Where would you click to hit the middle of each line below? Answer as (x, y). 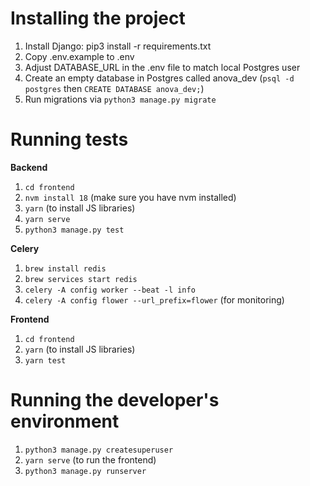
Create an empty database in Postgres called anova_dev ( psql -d (159, 78)
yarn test (45, 360)
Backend (29, 167)
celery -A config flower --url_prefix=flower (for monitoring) (154, 299)
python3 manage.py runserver (85, 471)
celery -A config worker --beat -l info (110, 290)
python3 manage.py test (74, 230)
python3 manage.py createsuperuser (99, 450)
